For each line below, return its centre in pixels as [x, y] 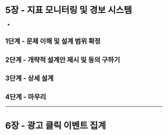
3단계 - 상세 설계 [29, 78]
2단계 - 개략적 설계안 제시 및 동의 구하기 [62, 60]
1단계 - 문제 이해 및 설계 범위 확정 [53, 41]
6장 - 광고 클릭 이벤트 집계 [56, 126]
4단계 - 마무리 [26, 97]
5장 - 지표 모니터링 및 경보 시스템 [69, 10]
